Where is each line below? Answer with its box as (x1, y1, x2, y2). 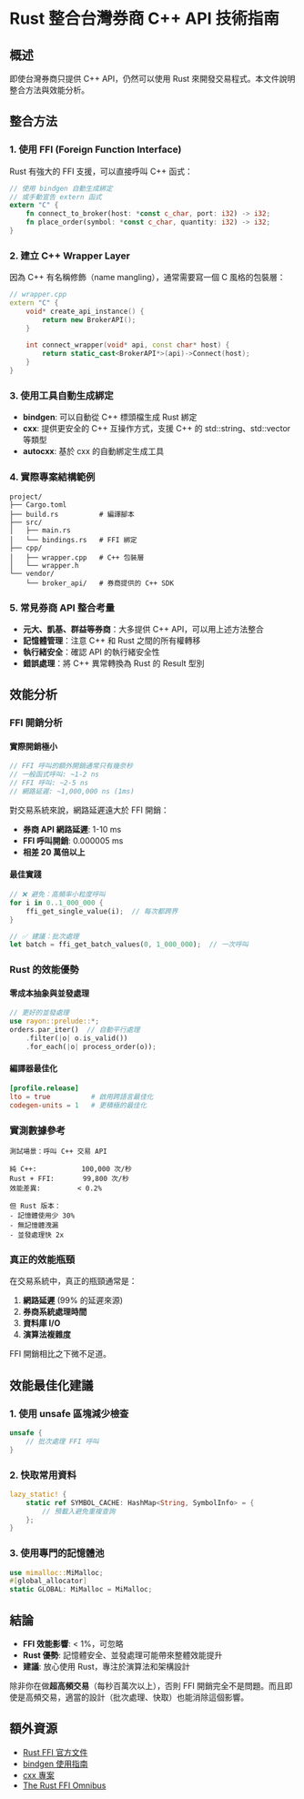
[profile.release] (9, 1084, 79, 1093)
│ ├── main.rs (9, 525, 71, 535)
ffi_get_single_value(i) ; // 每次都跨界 (25, 906, 178, 915)
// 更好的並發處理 (9, 1008, 70, 1017)
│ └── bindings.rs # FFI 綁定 (9, 535, 138, 544)
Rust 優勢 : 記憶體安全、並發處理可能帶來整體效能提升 (22, 1649, 223, 1661)
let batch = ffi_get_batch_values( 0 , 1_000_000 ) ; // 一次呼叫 (9, 940, 248, 949)
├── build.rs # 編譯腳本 (9, 510, 135, 519)
